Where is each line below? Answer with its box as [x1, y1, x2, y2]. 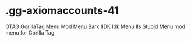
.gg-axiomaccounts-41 [5, 4, 119, 17]
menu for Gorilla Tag [5, 29, 55, 36]
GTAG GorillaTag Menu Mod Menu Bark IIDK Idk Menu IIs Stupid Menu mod [5, 23, 186, 30]
